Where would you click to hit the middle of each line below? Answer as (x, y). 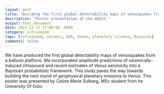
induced (13, 65)
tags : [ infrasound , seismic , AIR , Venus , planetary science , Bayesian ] (79, 37)
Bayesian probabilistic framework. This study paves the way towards (74, 71)
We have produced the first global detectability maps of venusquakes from (80, 55)
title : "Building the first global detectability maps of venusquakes (78, 14)
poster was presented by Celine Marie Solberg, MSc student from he (74, 81)
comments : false (21, 41)
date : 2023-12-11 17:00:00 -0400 (39, 28)
